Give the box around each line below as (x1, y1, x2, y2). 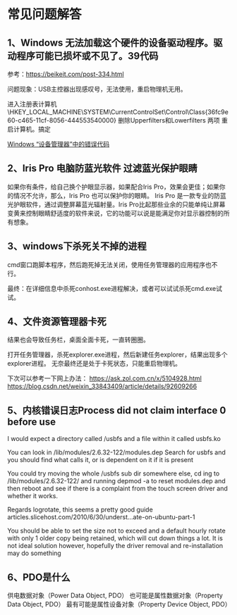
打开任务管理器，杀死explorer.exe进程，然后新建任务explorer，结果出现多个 (7, 350, 228, 359)
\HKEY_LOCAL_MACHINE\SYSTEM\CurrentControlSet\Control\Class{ (7, 108, 208, 116)
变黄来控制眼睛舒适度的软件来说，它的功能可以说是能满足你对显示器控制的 (7, 209, 224, 217)
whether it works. (7, 492, 59, 500)
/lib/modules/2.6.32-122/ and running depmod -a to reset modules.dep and (7, 477, 226, 485)
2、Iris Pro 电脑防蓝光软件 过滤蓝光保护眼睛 (7, 163, 197, 175)
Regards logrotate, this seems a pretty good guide (7, 505, 153, 514)
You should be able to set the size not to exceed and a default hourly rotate (7, 526, 226, 535)
